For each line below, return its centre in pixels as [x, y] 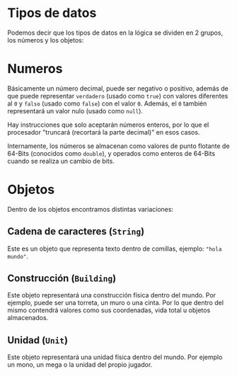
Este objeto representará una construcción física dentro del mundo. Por [112, 295]
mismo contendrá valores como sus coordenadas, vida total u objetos [109, 310]
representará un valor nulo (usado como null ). [75, 110]
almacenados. [28, 318]
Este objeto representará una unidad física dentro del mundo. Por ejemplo [115, 357]
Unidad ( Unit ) [38, 340]
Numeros [35, 69]
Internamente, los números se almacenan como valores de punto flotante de [118, 146]
